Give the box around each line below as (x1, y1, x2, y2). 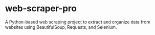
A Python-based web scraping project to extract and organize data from (5, 19, 151, 25)
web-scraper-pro (5, 3, 77, 14)
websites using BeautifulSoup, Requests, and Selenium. (5, 24, 117, 30)
